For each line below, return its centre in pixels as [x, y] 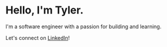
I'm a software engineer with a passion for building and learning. [83, 26]
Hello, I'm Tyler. [44, 10]
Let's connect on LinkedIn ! [38, 38]
